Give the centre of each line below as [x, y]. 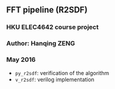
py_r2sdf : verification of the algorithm [62, 73]
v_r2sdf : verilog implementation [55, 79]
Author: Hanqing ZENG [41, 44]
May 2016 [21, 60]
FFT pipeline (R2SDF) [47, 10]
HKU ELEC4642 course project [52, 27]
